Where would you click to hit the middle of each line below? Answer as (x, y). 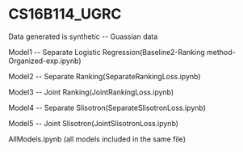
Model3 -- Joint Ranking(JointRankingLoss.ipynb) (91, 92)
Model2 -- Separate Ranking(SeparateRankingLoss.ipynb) (105, 76)
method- (221, 52)
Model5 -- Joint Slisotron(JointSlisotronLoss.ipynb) (94, 123)
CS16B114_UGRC (65, 14)
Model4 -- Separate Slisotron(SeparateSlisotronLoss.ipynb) (107, 108)
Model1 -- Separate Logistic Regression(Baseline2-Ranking (107, 52)
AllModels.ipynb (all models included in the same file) (97, 139)
